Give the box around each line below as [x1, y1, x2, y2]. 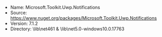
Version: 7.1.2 [10, 20, 38, 26]
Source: [10, 10, 27, 16]
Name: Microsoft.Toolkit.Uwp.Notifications [10, 5, 100, 10]
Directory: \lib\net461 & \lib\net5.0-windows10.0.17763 [10, 26, 124, 32]
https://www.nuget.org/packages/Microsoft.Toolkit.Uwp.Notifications [10, 15, 157, 21]
